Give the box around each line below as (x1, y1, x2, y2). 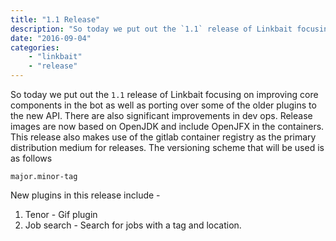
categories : (10, 42, 60, 53)
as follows (10, 152, 53, 164)
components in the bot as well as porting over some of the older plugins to (10, 99, 317, 111)
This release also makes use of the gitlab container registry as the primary (10, 131, 317, 143)
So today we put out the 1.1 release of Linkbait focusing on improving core (10, 89, 319, 100)
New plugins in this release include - (10, 189, 161, 201)
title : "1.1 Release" (10, 14, 101, 25)
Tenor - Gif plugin (24, 209, 98, 220)
